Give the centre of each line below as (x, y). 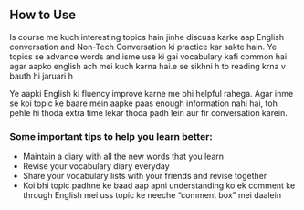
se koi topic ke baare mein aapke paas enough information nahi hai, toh (144, 103)
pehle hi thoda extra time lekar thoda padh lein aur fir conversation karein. (148, 112)
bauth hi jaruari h (41, 76)
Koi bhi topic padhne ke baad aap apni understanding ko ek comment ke (159, 185)
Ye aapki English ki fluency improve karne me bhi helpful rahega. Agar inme (152, 93)
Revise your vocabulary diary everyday (96, 166)
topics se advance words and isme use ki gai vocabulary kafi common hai (148, 56)
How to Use (43, 15)
